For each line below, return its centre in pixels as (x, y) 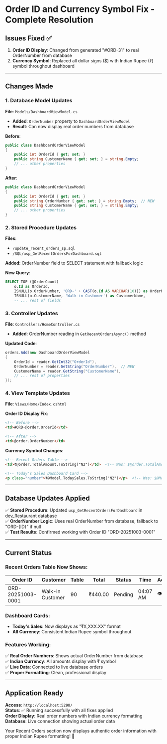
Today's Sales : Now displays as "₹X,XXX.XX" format (66, 626)
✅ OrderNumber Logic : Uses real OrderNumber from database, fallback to (82, 521)
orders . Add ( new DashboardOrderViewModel (48, 353)
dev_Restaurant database (31, 516)
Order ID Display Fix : (27, 414)
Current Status (29, 553)
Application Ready (34, 693)
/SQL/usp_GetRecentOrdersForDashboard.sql (57, 254)
